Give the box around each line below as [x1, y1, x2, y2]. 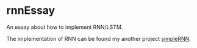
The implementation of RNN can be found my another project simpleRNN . [6, 35, 191, 42]
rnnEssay [6, 4, 56, 17]
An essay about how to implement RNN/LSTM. [6, 23, 123, 31]
